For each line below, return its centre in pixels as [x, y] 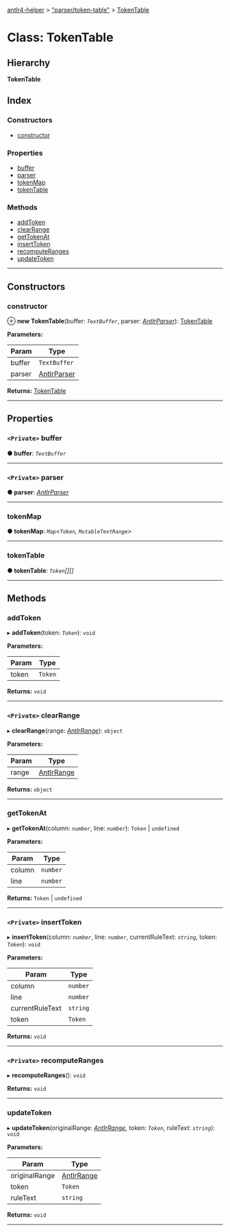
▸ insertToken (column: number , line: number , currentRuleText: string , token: [112, 937]
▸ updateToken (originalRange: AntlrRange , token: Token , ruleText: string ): [111, 1128]
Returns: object [30, 789]
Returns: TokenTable [37, 390]
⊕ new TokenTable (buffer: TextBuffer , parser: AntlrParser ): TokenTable [110, 320]
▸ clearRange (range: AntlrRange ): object [65, 730]
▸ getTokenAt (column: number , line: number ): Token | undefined [93, 828]
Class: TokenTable [61, 38]
